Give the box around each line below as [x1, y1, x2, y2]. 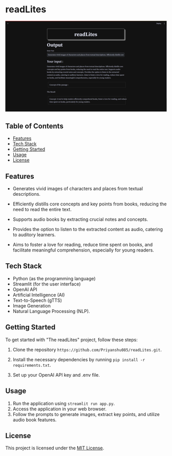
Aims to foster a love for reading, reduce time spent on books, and [12, 242, 153, 248]
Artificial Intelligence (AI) [12, 292, 65, 298]
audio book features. [12, 417, 57, 423]
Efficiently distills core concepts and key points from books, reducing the [12, 201, 167, 207]
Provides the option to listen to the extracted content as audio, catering [12, 226, 163, 233]
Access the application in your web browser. [12, 406, 106, 412]
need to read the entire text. [12, 206, 72, 213]
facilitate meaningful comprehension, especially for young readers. [12, 247, 155, 253]
